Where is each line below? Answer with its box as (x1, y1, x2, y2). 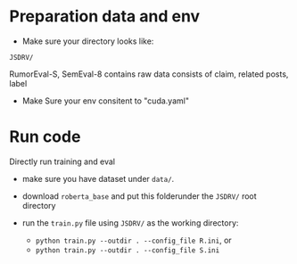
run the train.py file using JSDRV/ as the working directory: (21, 217, 239, 228)
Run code (9, 127, 81, 147)
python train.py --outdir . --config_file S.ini (35, 245, 220, 255)
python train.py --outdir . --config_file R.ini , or (35, 235, 232, 245)
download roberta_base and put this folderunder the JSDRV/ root (21, 190, 257, 202)
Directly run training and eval (9, 156, 116, 167)
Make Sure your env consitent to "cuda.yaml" (21, 95, 190, 106)
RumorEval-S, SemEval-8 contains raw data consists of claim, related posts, (9, 69, 289, 79)
